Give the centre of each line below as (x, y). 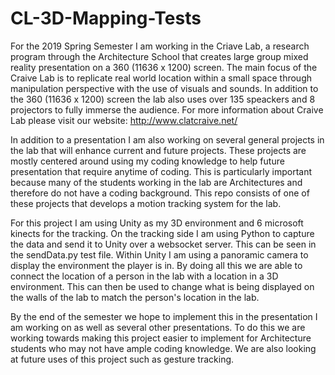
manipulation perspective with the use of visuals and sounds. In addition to (164, 88)
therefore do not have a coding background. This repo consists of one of (160, 193)
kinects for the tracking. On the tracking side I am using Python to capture (162, 233)
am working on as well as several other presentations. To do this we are (158, 327)
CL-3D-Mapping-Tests (106, 18)
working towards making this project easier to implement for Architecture (161, 338)
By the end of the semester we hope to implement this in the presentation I (164, 316)
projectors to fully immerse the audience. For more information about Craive (167, 109)
